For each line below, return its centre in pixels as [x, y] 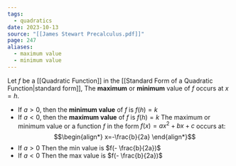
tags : [15, 14]
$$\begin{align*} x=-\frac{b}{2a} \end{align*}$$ [125, 137]
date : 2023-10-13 [33, 27]
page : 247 [22, 41]
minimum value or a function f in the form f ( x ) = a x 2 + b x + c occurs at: [122, 125]
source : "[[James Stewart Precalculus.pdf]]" [76, 34]
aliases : [20, 47]
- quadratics [33, 21]
